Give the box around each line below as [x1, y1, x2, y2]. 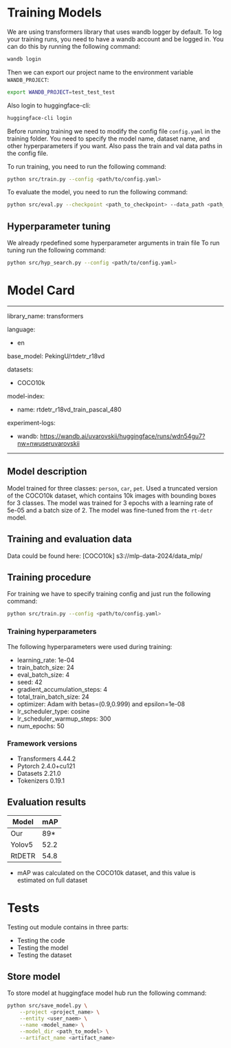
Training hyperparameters [7, 627, 97, 637]
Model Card [7, 282, 76, 298]
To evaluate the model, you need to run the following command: [7, 188, 188, 196]
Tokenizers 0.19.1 [16, 777, 65, 785]
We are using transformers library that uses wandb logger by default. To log [7, 28, 222, 36]
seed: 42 [16, 677, 43, 686]
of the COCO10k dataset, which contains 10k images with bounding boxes [7, 491, 217, 500]
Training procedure [7, 571, 91, 583]
